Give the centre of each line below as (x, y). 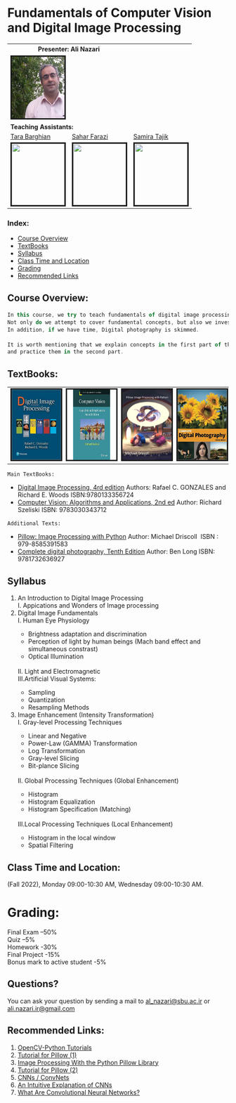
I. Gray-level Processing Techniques (70, 722)
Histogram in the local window (72, 838)
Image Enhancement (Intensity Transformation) (86, 715)
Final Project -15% (34, 954)
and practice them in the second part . (66, 352)
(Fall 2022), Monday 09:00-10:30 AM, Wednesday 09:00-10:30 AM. (105, 884)
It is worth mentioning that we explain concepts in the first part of (114, 345)
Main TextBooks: (31, 475)
